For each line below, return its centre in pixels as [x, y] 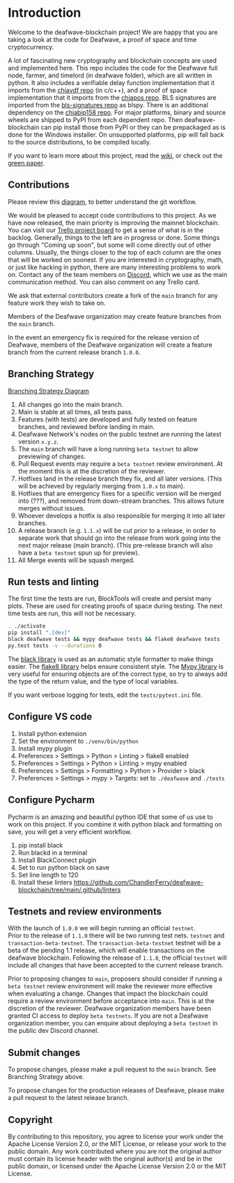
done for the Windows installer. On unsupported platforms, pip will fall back [116, 135]
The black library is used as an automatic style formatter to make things [111, 659]
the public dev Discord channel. [54, 1031]
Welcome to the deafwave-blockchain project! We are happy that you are [113, 32]
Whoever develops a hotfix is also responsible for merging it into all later [122, 515]
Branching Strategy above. [46, 1077]
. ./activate [27, 626]
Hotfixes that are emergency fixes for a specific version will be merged [119, 493]
